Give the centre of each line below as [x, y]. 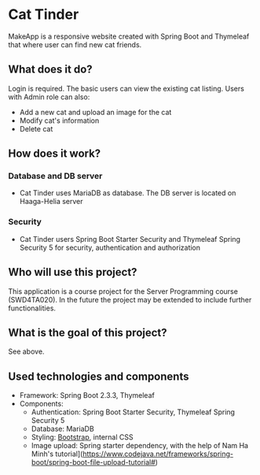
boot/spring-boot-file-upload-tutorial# [93, 462]
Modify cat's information [59, 121]
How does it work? [55, 154]
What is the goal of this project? [88, 332]
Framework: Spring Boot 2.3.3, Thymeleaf [87, 395]
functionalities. [32, 308]
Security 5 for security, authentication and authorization [110, 247]
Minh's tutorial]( [57, 454]
